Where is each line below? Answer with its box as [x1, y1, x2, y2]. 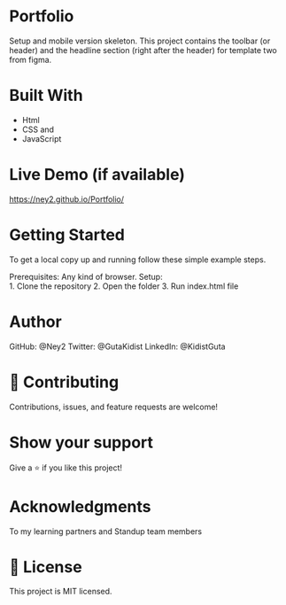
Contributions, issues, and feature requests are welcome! [9, 401, 219, 412]
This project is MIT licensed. [9, 586, 112, 597]
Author [9, 312, 62, 331]
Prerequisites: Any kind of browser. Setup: [9, 271, 163, 282]
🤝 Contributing [9, 372, 120, 392]
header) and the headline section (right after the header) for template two [9, 44, 277, 55]
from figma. [9, 54, 52, 65]
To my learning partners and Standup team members [9, 525, 202, 537]
